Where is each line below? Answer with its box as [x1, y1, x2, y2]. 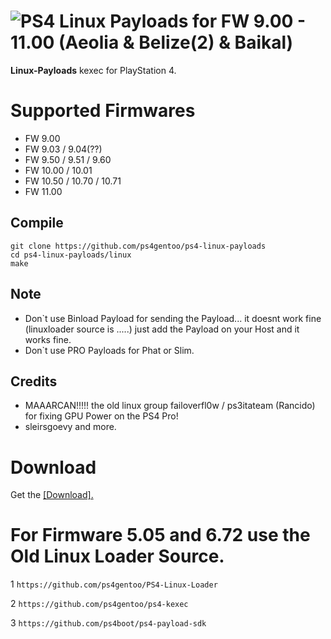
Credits [10, 373, 58, 390]
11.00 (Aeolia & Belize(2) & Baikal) [10, 31, 294, 54]
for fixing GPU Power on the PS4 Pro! [24, 410, 179, 422]
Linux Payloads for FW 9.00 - [59, 10, 307, 33]
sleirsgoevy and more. [24, 421, 117, 433]
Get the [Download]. [10, 489, 94, 501]
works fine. [24, 333, 72, 345]
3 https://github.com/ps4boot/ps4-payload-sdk [10, 617, 207, 629]
